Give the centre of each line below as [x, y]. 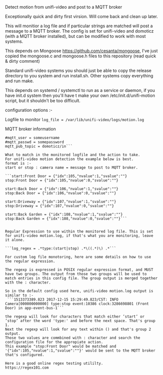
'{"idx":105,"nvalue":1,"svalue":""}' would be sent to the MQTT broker [80, 351]
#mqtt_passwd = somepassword [35, 142]
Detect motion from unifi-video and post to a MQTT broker [64, 7]
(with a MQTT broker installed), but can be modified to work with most [75, 36]
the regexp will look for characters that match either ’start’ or [75, 317]
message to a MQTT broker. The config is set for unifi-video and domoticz [80, 31]
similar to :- [19, 295]
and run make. [19, 81]
